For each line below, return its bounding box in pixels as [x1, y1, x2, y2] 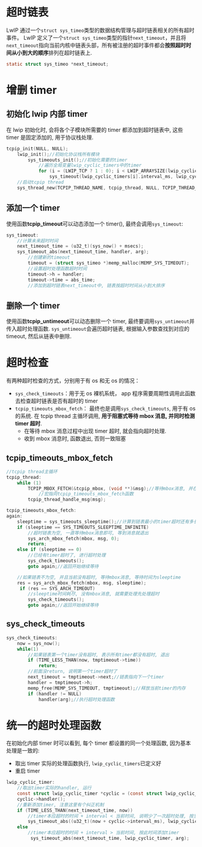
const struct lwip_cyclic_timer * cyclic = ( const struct [17, 790, 163, 797]
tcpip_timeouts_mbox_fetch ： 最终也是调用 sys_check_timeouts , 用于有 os [14, 405, 196, 412]
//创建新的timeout [28, 254, 70, 260]
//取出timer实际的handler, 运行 [17, 785, 92, 791]
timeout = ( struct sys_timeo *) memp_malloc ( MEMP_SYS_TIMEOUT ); [28, 260, 189, 266]
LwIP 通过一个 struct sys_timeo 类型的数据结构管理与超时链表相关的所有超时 [6, 26, 195, 34]
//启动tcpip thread [17, 179, 64, 185]
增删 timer [6, 84, 57, 97]
